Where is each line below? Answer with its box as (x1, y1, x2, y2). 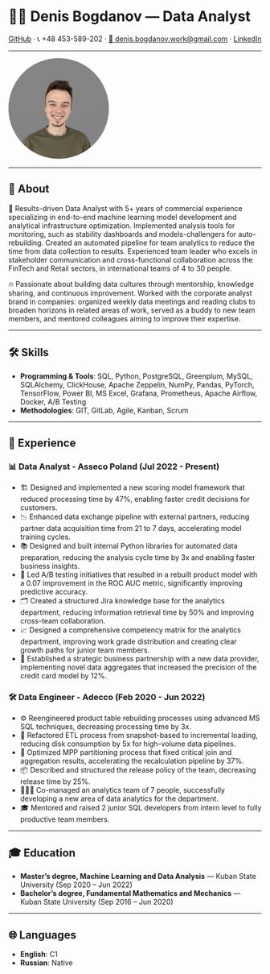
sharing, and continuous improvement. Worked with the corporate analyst (8, 288, 252, 297)
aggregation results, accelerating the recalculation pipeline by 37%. (19, 756, 244, 765)
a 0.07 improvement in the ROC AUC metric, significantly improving (19, 578, 243, 588)
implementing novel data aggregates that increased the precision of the (19, 662, 257, 672)
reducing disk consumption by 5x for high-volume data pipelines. (19, 739, 236, 748)
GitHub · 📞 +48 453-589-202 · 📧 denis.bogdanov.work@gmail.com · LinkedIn (8, 34, 262, 44)
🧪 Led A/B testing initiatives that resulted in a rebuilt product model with (19, 570, 258, 579)
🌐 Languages (8, 928, 76, 942)
